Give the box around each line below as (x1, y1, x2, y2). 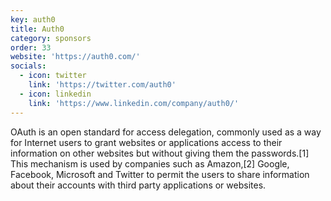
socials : (10, 61, 47, 71)
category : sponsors (10, 33, 92, 43)
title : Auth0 (10, 24, 65, 34)
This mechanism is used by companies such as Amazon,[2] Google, (10, 157, 290, 170)
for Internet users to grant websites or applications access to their (10, 136, 283, 148)
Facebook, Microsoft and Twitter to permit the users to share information (10, 168, 310, 180)
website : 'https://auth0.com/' (10, 52, 141, 62)
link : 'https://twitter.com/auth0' (28, 80, 177, 90)
